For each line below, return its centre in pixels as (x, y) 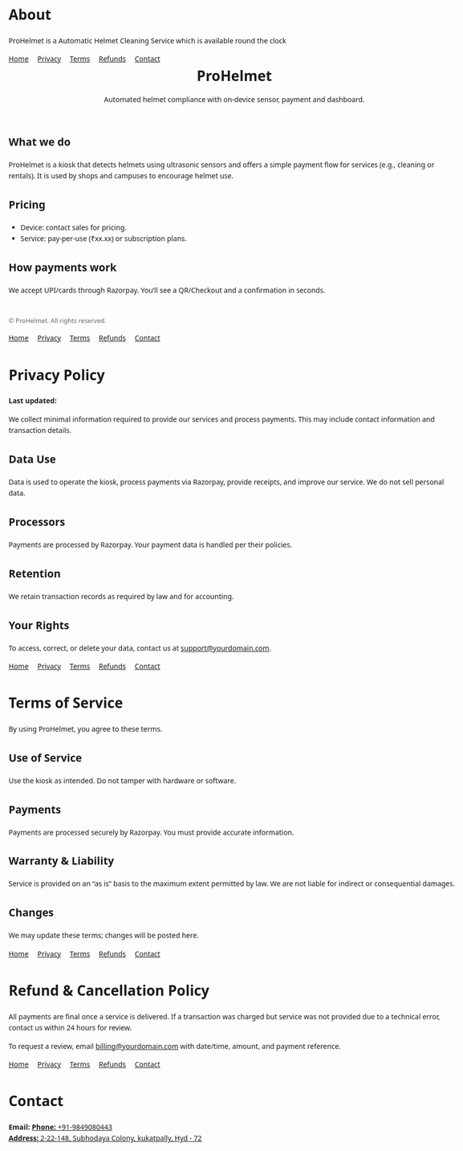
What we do (40, 142)
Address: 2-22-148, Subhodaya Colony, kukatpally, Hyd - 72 (105, 1138)
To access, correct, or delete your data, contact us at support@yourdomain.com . (140, 648)
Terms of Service (66, 703)
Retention (35, 573)
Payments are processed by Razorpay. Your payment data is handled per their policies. (150, 544)
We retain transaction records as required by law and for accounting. (121, 596)
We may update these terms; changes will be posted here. (104, 935)
